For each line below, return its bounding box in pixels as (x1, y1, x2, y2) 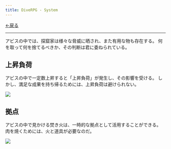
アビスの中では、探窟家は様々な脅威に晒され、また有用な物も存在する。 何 (5, 38, 163, 44)
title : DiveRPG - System (5, 7, 58, 13)
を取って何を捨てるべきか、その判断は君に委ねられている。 (5, 44, 130, 50)
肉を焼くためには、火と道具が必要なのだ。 (5, 128, 95, 134)
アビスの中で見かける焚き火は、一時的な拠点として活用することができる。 (5, 122, 161, 128)
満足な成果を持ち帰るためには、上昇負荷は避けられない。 (18, 81, 139, 87)
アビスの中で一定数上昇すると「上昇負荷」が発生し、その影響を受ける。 (5, 75, 157, 81)
